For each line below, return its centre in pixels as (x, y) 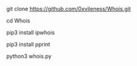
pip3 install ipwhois (31, 32)
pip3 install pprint (28, 44)
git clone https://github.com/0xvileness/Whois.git (68, 9)
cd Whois (18, 20)
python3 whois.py (29, 56)
